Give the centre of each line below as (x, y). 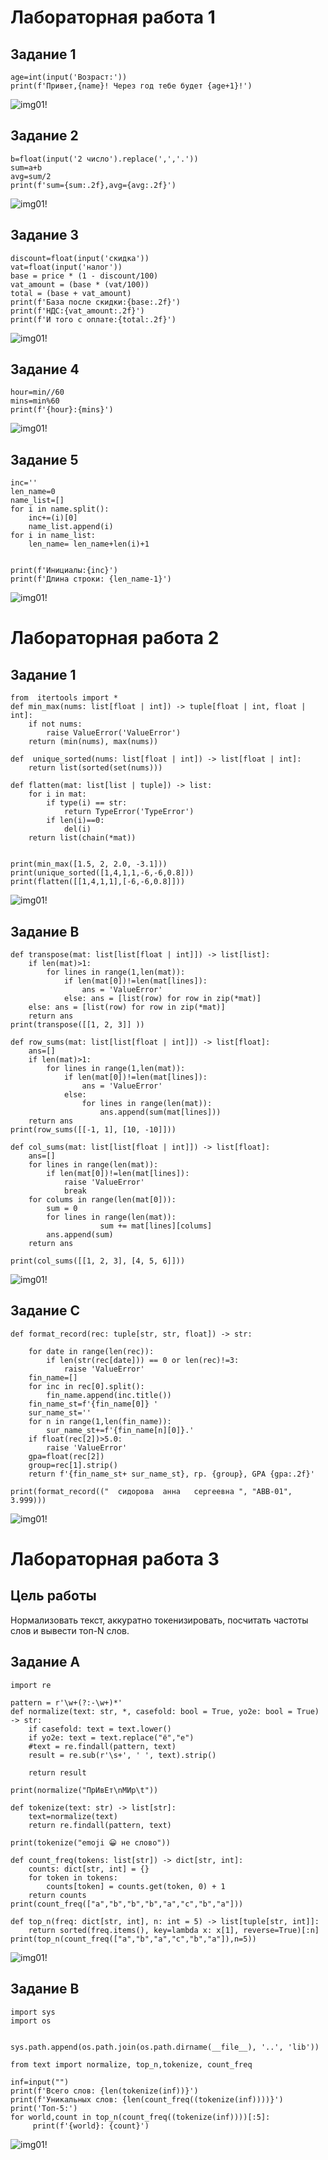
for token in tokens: (73, 1877)
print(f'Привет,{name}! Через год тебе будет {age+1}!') (131, 86)
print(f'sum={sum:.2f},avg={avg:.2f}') (93, 185)
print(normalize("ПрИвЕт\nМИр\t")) (84, 1790)
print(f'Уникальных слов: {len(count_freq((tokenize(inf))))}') (147, 2099)
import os (31, 2021)
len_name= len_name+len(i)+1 (89, 544)
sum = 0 (62, 1209)
